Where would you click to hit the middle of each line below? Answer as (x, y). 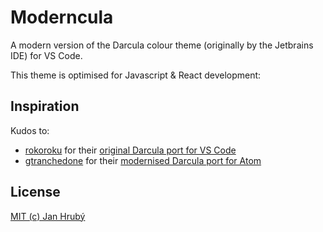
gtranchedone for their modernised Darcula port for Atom (143, 160)
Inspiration (45, 106)
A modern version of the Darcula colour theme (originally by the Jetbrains (162, 45)
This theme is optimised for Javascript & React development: (136, 75)
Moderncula (62, 17)
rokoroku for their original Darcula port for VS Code (130, 150)
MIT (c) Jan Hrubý (48, 216)
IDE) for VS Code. (46, 55)
